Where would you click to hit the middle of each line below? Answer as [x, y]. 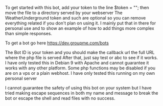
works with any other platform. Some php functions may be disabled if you [80, 68]
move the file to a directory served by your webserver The [64, 13]
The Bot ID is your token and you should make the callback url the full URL [80, 52]
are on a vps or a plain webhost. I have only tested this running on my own [80, 73]
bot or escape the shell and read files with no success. [60, 98]
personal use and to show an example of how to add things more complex [80, 28]
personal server [21, 78]
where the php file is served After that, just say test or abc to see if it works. [81, 58]
